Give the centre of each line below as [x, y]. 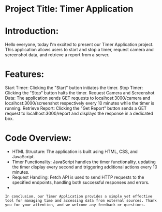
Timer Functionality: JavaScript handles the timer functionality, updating [84, 162]
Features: [25, 74]
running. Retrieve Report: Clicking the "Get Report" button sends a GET [76, 108]
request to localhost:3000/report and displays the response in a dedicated [79, 114]
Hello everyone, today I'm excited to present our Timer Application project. [79, 45]
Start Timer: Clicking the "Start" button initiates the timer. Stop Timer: [74, 88]
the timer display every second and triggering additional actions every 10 [85, 167]
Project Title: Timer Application [69, 9]
